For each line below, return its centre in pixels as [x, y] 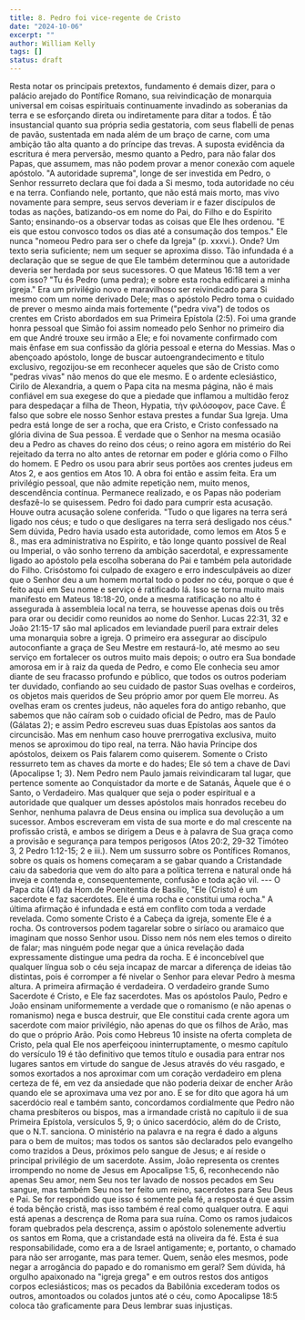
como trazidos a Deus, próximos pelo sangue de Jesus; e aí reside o [137, 1151]
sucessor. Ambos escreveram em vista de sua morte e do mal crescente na [151, 822]
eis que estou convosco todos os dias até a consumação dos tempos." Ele [149, 231]
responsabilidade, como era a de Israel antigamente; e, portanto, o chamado [153, 1248]
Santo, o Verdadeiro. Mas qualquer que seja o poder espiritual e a [132, 793]
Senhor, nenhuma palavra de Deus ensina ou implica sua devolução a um [147, 812]
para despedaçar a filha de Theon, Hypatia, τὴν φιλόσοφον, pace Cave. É [148, 405]
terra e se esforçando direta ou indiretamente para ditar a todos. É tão [141, 115]
